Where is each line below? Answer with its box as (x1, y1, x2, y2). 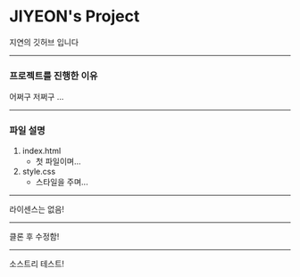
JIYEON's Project (9, 6, 140, 27)
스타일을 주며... (35, 176, 88, 187)
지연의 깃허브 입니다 (9, 37, 79, 47)
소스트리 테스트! (9, 258, 65, 269)
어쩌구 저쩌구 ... (9, 92, 64, 102)
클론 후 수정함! (9, 231, 60, 241)
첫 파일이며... (35, 156, 82, 167)
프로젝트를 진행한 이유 (9, 69, 98, 82)
